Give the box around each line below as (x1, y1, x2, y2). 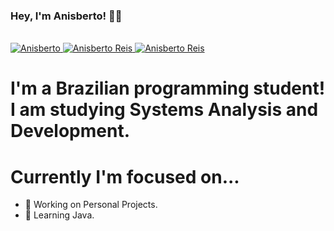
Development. (10, 120, 131, 143)
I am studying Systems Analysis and (10, 99, 319, 121)
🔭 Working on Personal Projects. (24, 199, 158, 211)
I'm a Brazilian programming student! (10, 77, 326, 100)
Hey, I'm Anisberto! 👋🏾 (10, 9, 123, 23)
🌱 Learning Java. (24, 209, 95, 221)
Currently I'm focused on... (10, 165, 240, 188)
